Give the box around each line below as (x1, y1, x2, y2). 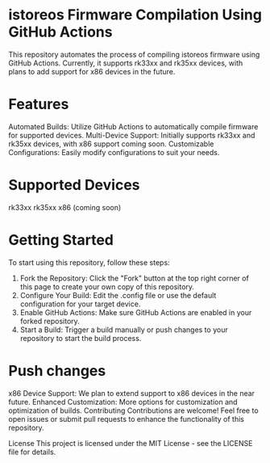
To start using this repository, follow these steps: (8, 257, 171, 267)
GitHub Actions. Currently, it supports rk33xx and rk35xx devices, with (8, 58, 243, 68)
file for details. (8, 447, 56, 457)
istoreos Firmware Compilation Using (8, 6, 262, 24)
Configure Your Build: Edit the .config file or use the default (19, 290, 217, 300)
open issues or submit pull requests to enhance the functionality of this (8, 414, 244, 423)
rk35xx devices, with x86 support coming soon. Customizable (8, 139, 214, 149)
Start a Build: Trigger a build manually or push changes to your (19, 325, 228, 335)
